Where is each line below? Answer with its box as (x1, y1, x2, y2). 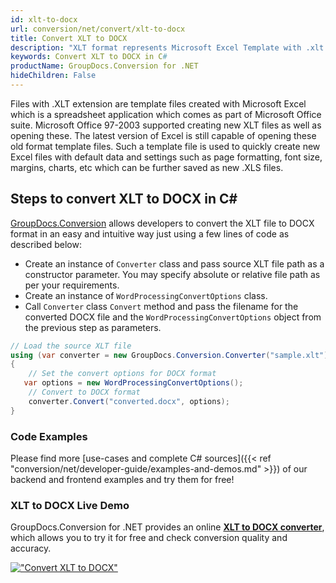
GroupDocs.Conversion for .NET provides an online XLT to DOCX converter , (10, 521, 325, 533)
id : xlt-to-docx (10, 14, 78, 25)
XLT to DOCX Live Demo (10, 498, 130, 512)
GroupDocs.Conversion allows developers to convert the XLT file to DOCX (10, 217, 315, 229)
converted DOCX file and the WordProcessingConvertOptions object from (24, 311, 322, 323)
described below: (10, 238, 82, 250)
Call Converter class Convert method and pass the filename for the (24, 300, 299, 312)
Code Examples (10, 429, 88, 443)
